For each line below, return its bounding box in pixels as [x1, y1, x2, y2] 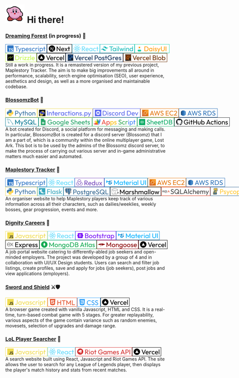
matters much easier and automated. [5, 153, 83, 159]
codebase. [5, 83, 28, 90]
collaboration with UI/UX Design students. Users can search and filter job [5, 260, 159, 266]
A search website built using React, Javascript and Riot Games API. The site [5, 355, 165, 362]
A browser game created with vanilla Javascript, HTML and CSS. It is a [5, 306, 154, 312]
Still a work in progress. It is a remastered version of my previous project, [5, 62, 159, 68]
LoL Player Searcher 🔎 [5, 335, 61, 342]
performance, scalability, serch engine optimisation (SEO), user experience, [5, 73, 164, 79]
